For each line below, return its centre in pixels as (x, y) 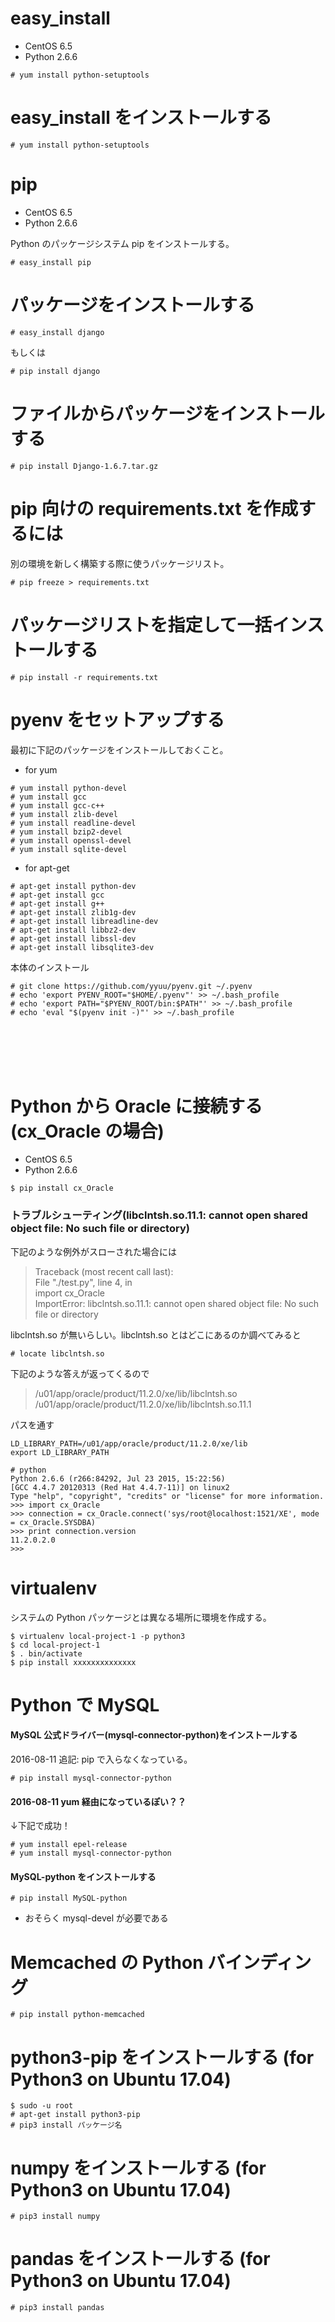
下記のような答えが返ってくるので (80, 1373)
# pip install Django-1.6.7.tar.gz (84, 466)
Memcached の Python (107, 1962)
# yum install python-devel (69, 788)
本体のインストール (50, 967)
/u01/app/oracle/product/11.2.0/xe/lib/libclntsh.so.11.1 (143, 1404)
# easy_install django (57, 332)
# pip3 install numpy (55, 2217)
